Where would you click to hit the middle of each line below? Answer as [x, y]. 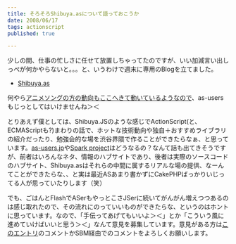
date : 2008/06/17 [33, 20]
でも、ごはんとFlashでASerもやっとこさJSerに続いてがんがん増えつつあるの [118, 198]
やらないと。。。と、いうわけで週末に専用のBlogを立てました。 [128, 69]
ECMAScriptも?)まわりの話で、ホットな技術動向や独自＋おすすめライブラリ [117, 130]
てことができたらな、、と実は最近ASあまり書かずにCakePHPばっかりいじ [113, 174]
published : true [31, 33]
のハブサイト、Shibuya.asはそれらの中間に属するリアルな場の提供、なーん [116, 165]
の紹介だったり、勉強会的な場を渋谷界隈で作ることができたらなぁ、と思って [118, 139]
